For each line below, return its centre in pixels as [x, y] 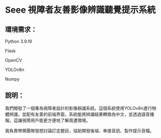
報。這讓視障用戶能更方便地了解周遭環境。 [48, 120]
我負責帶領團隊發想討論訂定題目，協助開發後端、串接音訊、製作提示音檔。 [80, 130]
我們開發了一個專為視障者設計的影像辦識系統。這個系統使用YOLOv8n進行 [79, 108]
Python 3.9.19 [19, 41]
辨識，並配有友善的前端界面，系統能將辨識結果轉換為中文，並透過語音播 [81, 114]
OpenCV [14, 60]
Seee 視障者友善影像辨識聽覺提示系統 [80, 10]
